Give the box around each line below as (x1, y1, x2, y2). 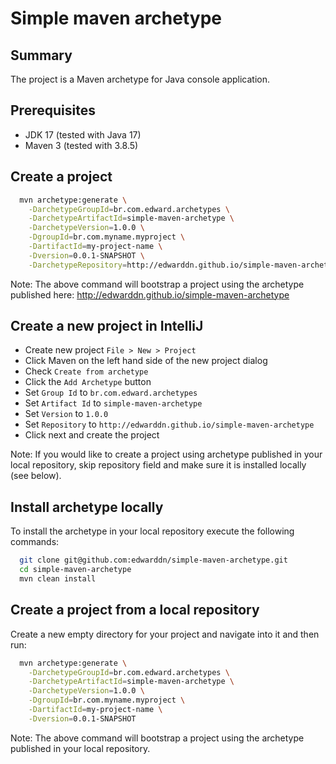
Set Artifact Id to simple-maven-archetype (24, 397, 203, 409)
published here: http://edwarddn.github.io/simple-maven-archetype (10, 288, 290, 301)
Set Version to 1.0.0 (24, 408, 109, 420)
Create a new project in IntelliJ (10, 318, 204, 335)
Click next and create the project (24, 429, 160, 441)
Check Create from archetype (24, 365, 149, 377)
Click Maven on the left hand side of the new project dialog (24, 355, 268, 367)
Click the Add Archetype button (24, 376, 152, 388)
